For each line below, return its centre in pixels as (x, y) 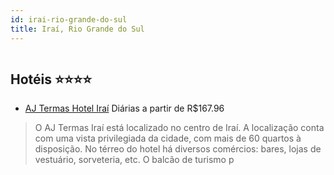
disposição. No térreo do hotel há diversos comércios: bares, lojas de (178, 149)
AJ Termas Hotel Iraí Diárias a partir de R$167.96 (124, 108)
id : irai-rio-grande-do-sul (69, 19)
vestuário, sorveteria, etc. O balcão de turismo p (134, 160)
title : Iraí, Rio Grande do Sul (77, 29)
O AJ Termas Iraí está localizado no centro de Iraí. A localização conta (179, 128)
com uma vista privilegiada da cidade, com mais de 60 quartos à (168, 138)
